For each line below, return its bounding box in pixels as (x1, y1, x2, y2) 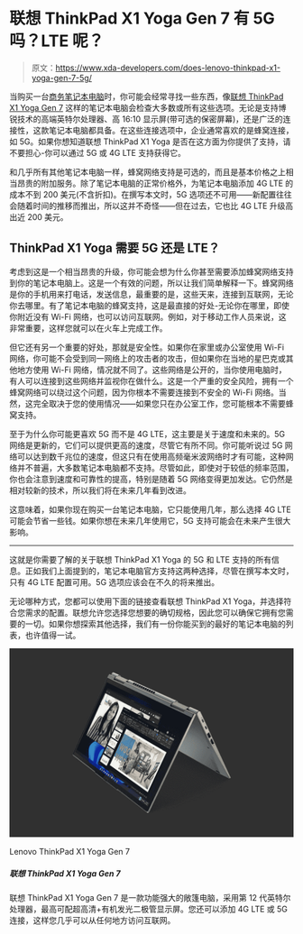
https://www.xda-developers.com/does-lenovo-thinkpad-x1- (55, 62, 281, 73)
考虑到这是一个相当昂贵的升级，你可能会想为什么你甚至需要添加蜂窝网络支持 (9, 266, 294, 277)
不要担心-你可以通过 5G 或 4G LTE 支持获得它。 (9, 147, 187, 158)
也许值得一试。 (24, 629, 81, 640)
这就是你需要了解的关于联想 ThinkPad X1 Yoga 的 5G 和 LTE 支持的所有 (9, 554, 272, 564)
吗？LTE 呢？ (9, 31, 105, 51)
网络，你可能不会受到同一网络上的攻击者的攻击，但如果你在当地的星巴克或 (9, 353, 286, 363)
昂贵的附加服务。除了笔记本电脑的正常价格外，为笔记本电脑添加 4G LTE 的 (16, 178, 294, 188)
